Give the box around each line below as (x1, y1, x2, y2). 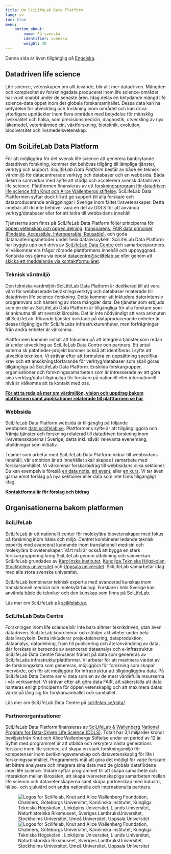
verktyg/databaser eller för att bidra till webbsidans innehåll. (5, 210, 132, 216)
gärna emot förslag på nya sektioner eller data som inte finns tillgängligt (5, 473, 157, 479)
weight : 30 (23, 41, 47, 46)
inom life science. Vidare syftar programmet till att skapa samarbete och (5, 768, 157, 774)
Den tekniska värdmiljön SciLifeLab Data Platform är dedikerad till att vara (5, 283, 160, 289)
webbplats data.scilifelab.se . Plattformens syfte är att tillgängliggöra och (5, 425, 157, 431)
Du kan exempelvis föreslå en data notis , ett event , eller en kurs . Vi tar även (5, 468, 164, 474)
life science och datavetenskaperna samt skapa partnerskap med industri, (5, 779, 161, 785)
